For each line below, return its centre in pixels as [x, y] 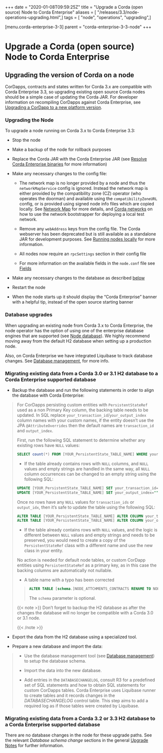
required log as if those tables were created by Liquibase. [82, 706]
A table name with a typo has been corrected [69, 580]
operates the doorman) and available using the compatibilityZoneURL [88, 199]
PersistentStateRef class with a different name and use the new [88, 546]
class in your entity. [44, 550]
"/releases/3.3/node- [118, 12]
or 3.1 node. [28, 618]
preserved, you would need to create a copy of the [75, 540]
